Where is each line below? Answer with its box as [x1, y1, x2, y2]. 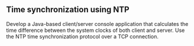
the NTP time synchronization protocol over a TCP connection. [6, 32, 159, 40]
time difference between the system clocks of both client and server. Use [6, 27, 185, 34]
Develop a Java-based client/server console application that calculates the [6, 20, 189, 27]
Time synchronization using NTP [6, 5, 130, 15]
